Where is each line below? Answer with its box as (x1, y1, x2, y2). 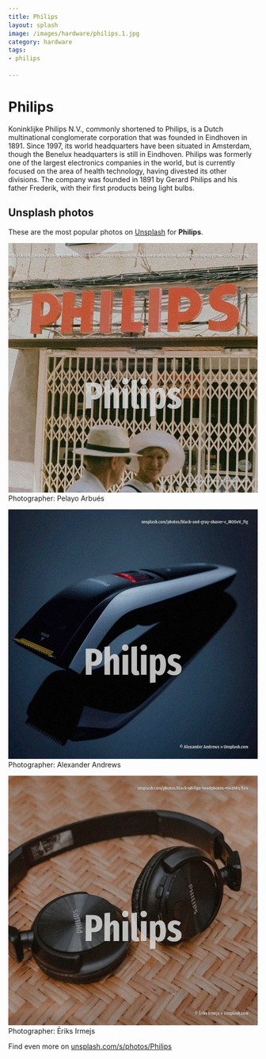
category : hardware (8, 38, 73, 46)
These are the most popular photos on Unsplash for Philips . (8, 227, 203, 237)
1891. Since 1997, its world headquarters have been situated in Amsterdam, (8, 141, 252, 150)
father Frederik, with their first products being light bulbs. (8, 183, 196, 192)
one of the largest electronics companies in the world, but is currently (8, 158, 236, 167)
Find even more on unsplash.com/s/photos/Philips (8, 1042, 173, 1051)
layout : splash (8, 21, 59, 29)
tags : (8, 46, 26, 55)
